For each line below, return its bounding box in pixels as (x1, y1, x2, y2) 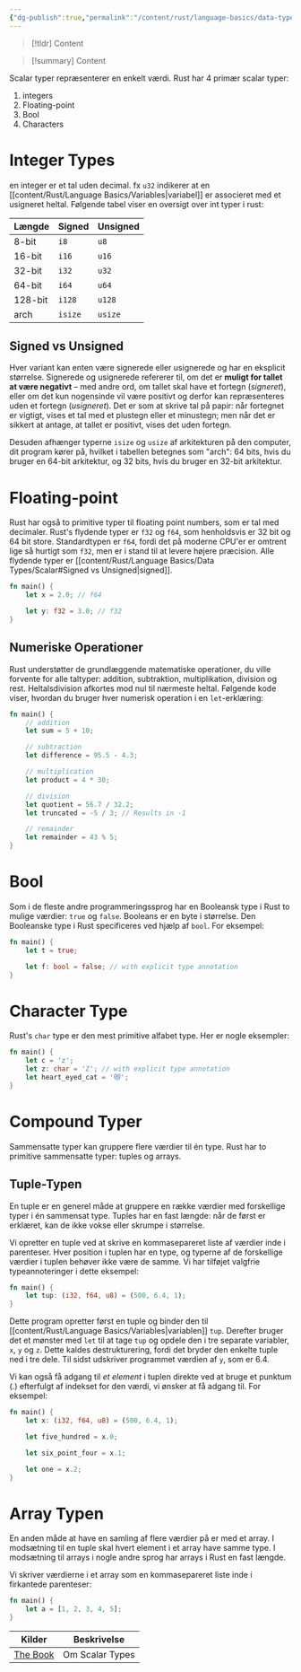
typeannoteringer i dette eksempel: (9, 1265, 140, 1276)
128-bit (13, 293, 48, 306)
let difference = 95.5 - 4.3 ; (25, 751, 139, 760)
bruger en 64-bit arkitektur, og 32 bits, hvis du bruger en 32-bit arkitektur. (9, 456, 282, 467)
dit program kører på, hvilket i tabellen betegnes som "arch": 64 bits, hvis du (9, 446, 291, 458)
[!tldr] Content (30, 38, 84, 48)
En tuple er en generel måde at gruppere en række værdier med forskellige (9, 1200, 286, 1212)
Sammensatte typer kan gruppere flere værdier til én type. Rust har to (9, 1141, 267, 1151)
